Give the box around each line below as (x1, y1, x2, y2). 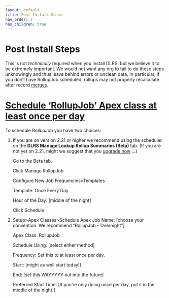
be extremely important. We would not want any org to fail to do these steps (5, 66, 164, 72)
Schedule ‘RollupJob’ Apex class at (5, 100, 157, 111)
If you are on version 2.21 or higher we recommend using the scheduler (12, 137, 162, 143)
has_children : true (5, 21, 47, 27)
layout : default (5, 7, 40, 13)
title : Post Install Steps (5, 12, 62, 17)
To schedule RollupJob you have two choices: (5, 128, 102, 134)
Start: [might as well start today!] (12, 262, 81, 268)
